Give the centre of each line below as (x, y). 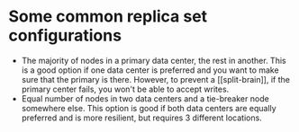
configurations (65, 35)
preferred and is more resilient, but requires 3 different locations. (141, 118)
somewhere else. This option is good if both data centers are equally (149, 108)
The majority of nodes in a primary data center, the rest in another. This (154, 60)
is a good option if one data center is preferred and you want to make (150, 70)
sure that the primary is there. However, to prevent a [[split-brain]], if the (155, 79)
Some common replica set (108, 17)
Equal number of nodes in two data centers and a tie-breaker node (145, 98)
